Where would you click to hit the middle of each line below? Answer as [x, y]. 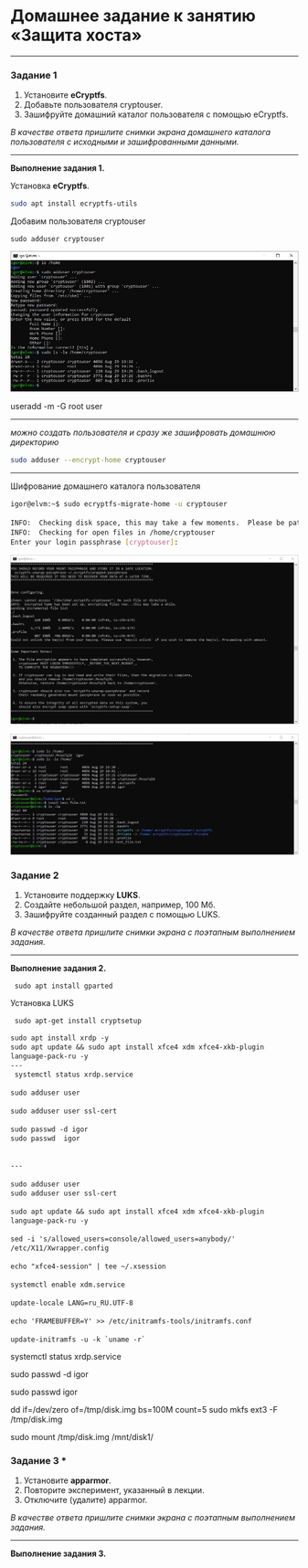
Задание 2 [35, 875]
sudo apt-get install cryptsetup [78, 1021]
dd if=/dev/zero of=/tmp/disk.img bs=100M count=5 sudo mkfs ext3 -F [144, 1410]
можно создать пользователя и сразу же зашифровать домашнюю [143, 432]
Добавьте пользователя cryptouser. [93, 105]
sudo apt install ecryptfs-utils [74, 204]
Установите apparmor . [68, 1480]
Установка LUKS [42, 1003]
